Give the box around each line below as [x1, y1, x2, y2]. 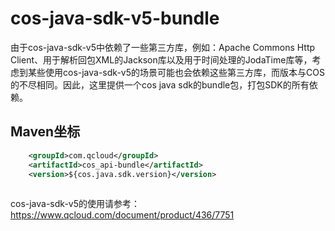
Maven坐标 [10, 123, 81, 141]
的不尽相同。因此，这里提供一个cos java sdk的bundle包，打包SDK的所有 [10, 78, 310, 91]
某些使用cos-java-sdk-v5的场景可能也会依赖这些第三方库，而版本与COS [27, 66, 325, 78]
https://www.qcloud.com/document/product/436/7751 [10, 209, 235, 221]
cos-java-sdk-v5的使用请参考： [10, 198, 140, 210]
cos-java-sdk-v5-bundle [10, 7, 220, 30]
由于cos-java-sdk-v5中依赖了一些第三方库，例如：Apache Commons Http [10, 41, 316, 53]
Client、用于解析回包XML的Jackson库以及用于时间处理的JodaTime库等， [10, 53, 313, 66]
